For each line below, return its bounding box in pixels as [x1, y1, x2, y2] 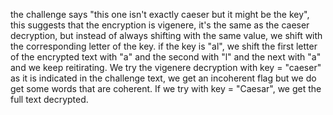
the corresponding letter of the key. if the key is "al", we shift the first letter [10, 40, 318, 52]
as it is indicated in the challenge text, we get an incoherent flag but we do [10, 72, 317, 84]
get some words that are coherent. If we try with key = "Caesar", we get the [10, 83, 322, 94]
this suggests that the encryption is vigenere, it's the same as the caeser [10, 19, 310, 31]
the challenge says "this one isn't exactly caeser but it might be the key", [10, 9, 310, 20]
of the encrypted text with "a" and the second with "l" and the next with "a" [10, 51, 322, 63]
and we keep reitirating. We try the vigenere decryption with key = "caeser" [10, 62, 322, 73]
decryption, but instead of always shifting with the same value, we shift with [10, 30, 323, 41]
